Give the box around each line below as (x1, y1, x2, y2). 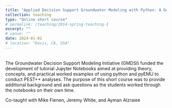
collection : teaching (5, 12, 52, 17)
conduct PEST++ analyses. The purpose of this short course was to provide (5, 76, 165, 82)
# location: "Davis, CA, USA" (5, 41, 70, 46)
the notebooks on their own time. (5, 87, 75, 93)
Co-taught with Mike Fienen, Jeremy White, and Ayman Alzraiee (5, 97, 141, 103)
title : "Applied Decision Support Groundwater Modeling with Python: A (5, 7, 161, 13)
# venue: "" (5, 31, 31, 36)
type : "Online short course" (5, 17, 68, 22)
